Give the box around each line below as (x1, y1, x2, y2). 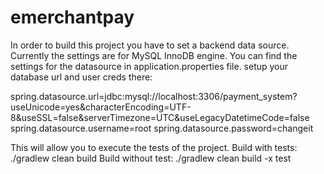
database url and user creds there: (10, 71, 153, 83)
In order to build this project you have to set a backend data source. (10, 39, 290, 51)
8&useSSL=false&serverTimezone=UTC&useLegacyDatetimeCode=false (10, 111, 310, 123)
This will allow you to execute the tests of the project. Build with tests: (10, 141, 298, 153)
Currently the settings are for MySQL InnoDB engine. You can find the (10, 49, 298, 61)
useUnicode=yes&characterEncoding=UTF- (10, 101, 192, 113)
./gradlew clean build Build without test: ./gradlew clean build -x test (10, 152, 292, 164)
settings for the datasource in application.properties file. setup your (10, 60, 289, 72)
